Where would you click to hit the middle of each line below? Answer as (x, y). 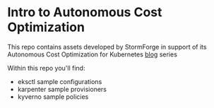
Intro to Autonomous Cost (85, 12)
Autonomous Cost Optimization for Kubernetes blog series (93, 54)
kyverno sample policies (53, 97)
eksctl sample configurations (60, 81)
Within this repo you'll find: (46, 68)
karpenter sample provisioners (62, 89)
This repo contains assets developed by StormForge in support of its (107, 47)
